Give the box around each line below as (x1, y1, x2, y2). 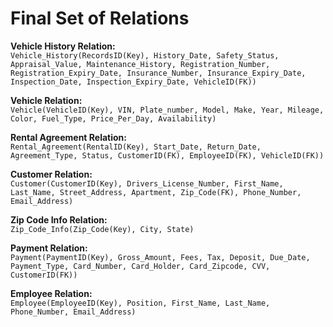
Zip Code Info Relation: (10, 213, 108, 226)
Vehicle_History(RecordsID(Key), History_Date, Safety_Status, (10, 50, 280, 61)
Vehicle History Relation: (10, 40, 116, 52)
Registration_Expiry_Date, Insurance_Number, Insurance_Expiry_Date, (10, 68, 307, 78)
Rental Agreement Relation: (10, 131, 127, 143)
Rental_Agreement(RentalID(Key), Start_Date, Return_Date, (10, 142, 262, 152)
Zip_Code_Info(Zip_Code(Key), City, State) (10, 224, 195, 234)
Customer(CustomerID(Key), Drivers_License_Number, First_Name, (10, 178, 284, 189)
